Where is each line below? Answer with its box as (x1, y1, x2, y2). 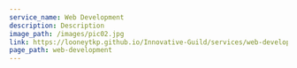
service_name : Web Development (9, 12, 125, 22)
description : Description (9, 21, 104, 30)
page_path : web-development (9, 46, 113, 55)
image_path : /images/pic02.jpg (9, 29, 125, 38)
